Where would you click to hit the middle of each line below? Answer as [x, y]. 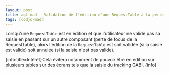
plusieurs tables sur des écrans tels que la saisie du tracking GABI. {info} [81, 65]
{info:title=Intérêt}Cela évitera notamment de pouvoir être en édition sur [80, 60]
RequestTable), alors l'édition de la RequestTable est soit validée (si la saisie [84, 45]
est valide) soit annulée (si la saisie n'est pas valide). [60, 50]
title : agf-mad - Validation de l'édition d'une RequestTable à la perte [85, 15]
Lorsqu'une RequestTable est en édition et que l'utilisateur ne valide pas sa [83, 34]
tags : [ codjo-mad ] [25, 19]
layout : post [19, 10]
